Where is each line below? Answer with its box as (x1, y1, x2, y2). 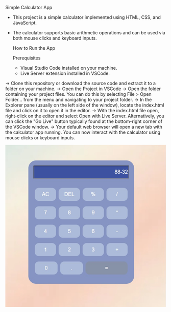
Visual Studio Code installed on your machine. (20, 65, 117, 71)
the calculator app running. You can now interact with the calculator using (5, 129, 161, 135)
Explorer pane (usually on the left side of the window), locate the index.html (5, 102, 164, 108)
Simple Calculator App (5, 5, 53, 10)
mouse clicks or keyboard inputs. (5, 135, 75, 140)
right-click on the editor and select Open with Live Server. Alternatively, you (5, 113, 165, 119)
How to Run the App (12, 45, 55, 51)
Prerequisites (12, 55, 41, 61)
